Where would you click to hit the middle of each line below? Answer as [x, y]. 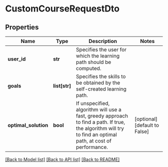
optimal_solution [28, 125]
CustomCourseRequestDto [62, 9]
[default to [146, 125]
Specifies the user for [101, 49]
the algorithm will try [100, 128]
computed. [88, 68]
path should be [93, 62]
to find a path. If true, [100, 122]
